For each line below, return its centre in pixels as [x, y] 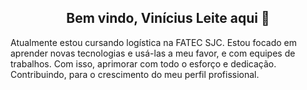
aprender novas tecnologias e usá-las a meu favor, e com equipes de [153, 53]
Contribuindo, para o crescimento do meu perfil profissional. [135, 74]
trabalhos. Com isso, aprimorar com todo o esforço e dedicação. [143, 63]
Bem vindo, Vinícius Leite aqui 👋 [168, 18]
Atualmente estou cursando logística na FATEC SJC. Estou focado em [154, 42]
